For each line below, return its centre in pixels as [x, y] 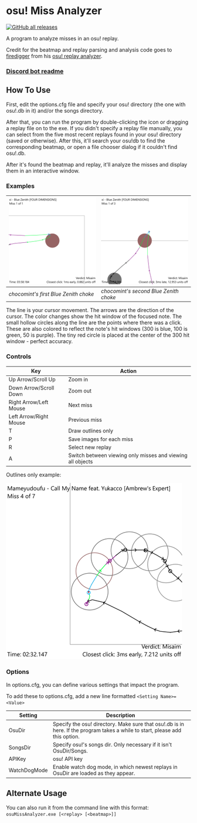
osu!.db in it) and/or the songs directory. [55, 110]
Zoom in [78, 380]
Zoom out [80, 391]
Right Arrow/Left [28, 402]
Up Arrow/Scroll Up [32, 380]
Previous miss [85, 419]
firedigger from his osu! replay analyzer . [54, 56]
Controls [19, 357]
